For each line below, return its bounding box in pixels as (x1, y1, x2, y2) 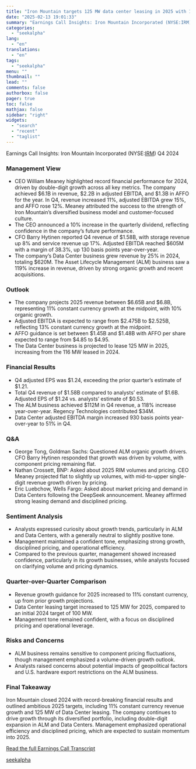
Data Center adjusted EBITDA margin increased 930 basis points (14, 414, 170, 421)
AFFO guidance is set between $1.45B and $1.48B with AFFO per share (14, 330, 186, 337)
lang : (6, 36, 19, 42)
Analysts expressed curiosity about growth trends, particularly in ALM (14, 526, 183, 533)
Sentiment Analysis (6, 512, 63, 520)
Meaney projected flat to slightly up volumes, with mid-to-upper (14, 472, 169, 480)
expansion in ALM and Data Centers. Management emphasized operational (6, 721, 187, 729)
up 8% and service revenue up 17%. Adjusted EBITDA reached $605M (14, 240, 184, 247)
